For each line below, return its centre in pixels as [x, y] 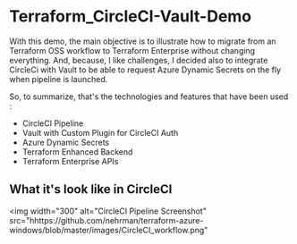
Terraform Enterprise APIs [70, 161]
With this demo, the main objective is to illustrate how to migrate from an [143, 41]
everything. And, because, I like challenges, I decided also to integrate [139, 60]
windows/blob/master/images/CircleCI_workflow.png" [109, 230]
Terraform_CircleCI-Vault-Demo [131, 17]
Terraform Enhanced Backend [77, 151]
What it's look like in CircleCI [91, 189]
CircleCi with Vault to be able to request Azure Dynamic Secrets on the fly [145, 70]
